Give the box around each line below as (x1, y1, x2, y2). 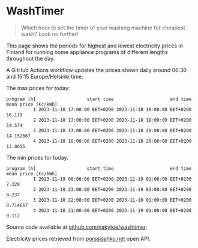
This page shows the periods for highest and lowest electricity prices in (6, 42, 183, 49)
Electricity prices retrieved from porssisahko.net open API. (6, 235, 151, 242)
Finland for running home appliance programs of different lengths (6, 48, 168, 55)
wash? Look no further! (20, 30, 79, 37)
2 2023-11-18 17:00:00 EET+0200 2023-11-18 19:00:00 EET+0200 (32, 117, 192, 123)
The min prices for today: (6, 154, 69, 161)
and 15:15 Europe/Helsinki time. (6, 73, 83, 80)
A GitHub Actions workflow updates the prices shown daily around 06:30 (6, 66, 187, 73)
